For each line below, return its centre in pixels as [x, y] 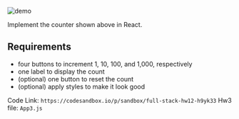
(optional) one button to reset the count [76, 79]
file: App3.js [25, 108]
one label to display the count [61, 72]
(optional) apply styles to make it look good [81, 86]
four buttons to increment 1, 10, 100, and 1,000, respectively [105, 64]
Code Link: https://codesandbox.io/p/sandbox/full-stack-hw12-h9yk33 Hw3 [119, 100]
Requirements [39, 47]
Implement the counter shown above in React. [75, 24]
